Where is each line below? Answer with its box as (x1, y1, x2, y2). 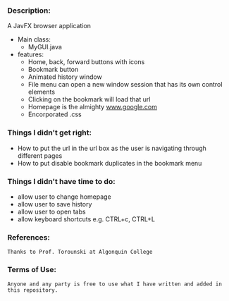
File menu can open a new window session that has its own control (27, 80, 223, 89)
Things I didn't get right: (7, 128, 92, 137)
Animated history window (27, 73, 102, 81)
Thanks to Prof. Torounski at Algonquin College (7, 249, 153, 256)
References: (7, 232, 51, 242)
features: (17, 50, 44, 59)
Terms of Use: (7, 265, 56, 275)
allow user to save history (17, 199, 92, 208)
